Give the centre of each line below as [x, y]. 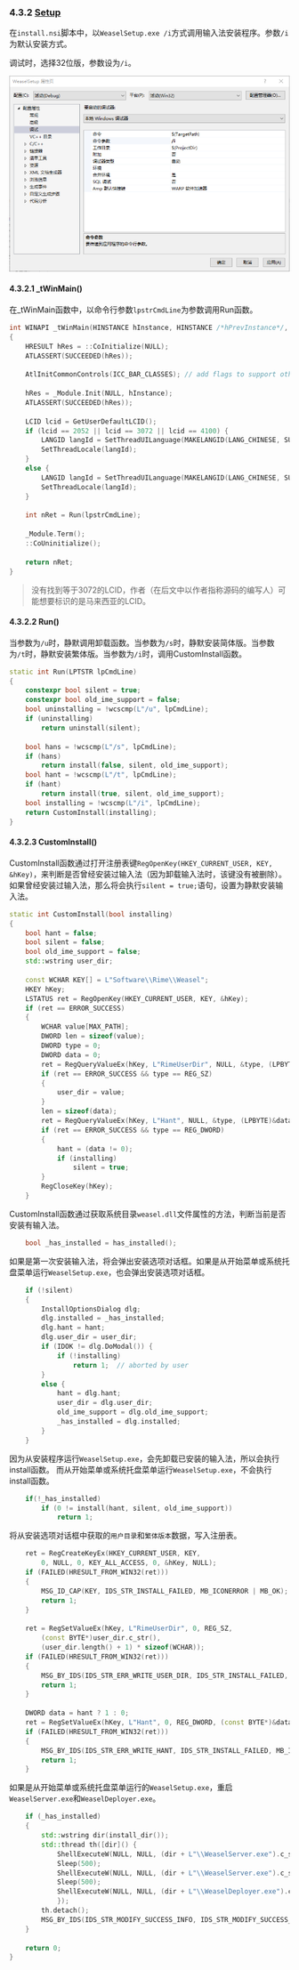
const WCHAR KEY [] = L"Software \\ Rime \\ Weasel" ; [117, 980]
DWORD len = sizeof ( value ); [93, 1037]
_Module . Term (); [56, 534]
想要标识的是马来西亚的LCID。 [95, 601]
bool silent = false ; [65, 942]
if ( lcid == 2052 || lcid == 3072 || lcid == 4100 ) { [127, 431]
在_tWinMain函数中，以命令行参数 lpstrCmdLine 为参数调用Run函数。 [133, 310]
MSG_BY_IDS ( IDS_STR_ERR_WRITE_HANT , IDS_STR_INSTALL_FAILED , [157, 1750]
